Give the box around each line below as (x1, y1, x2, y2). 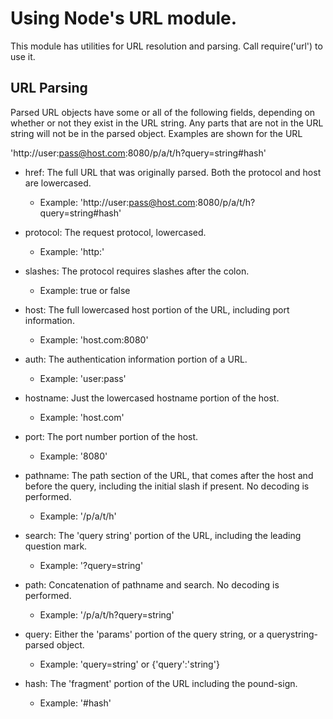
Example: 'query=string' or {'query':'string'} (39, 658, 220, 670)
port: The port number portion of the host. (24, 430, 199, 442)
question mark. (24, 540, 88, 552)
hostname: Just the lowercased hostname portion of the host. (24, 392, 280, 404)
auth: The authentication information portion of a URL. (24, 353, 248, 365)
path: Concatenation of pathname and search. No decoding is (24, 578, 280, 591)
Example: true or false (39, 284, 131, 296)
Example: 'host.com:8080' (39, 333, 149, 346)
